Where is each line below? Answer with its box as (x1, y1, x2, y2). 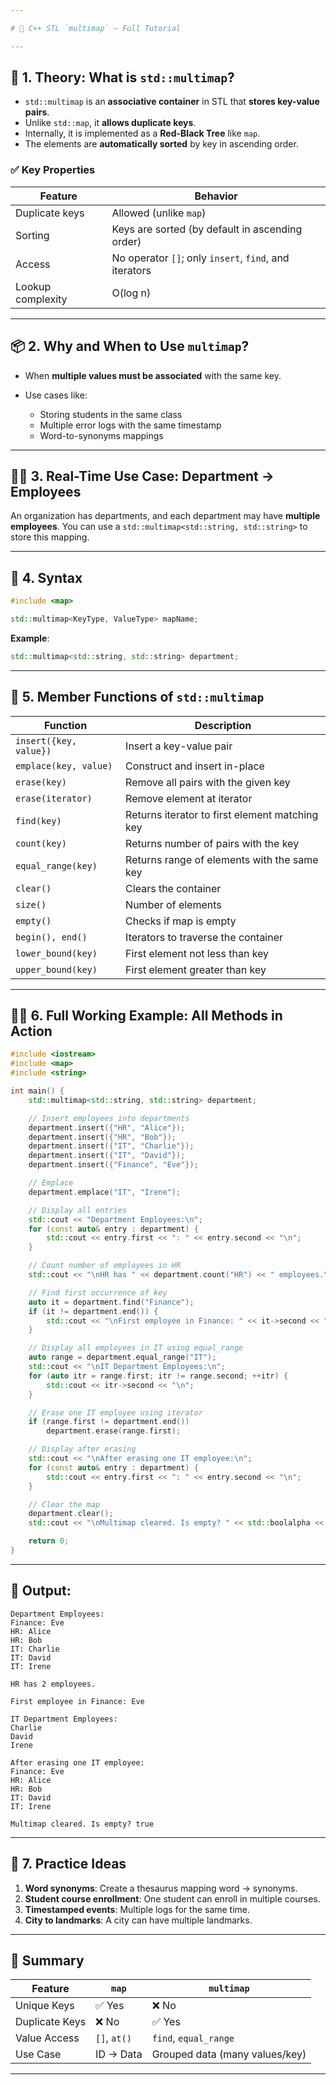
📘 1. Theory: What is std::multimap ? (10, 69, 235, 86)
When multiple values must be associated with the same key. (24, 369, 282, 381)
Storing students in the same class (39, 408, 183, 420)
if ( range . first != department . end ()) (28, 1417, 190, 1427)
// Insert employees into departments (28, 1113, 190, 1123)
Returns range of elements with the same (125, 852, 319, 866)
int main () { (10, 1086, 65, 1096)
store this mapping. (10, 531, 90, 543)
